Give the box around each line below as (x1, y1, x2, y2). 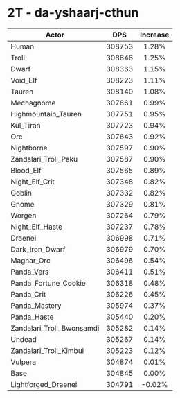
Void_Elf (10, 75, 37, 85)
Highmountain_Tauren (10, 109, 82, 119)
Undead (10, 334, 37, 344)
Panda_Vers (10, 267, 49, 277)
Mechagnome (10, 98, 56, 107)
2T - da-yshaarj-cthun (7, 5, 139, 21)
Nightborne (10, 143, 48, 153)
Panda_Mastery (10, 300, 62, 310)
